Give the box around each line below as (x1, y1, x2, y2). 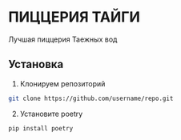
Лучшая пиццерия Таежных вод (8, 34, 118, 44)
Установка (8, 58, 64, 71)
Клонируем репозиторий (19, 78, 106, 88)
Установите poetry (19, 109, 83, 118)
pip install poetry (8, 124, 74, 132)
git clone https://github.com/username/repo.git (8, 94, 174, 102)
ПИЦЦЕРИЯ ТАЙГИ (8, 8, 140, 26)
